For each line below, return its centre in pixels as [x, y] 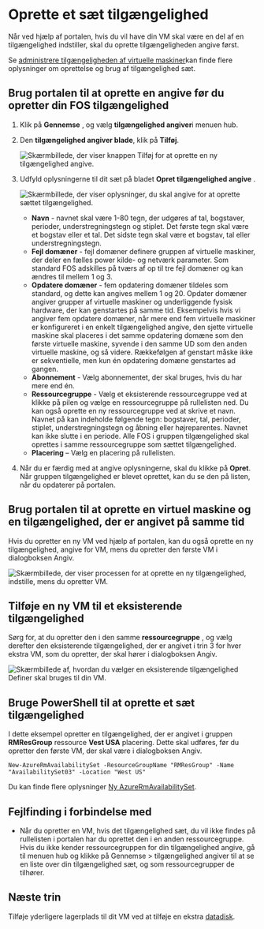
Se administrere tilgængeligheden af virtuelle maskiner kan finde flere [121, 60]
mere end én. [53, 385]
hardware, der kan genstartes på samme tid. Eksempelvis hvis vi [136, 310]
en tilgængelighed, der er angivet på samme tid [126, 522]
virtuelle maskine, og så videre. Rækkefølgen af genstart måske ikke [142, 352]
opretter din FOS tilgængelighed [89, 105]
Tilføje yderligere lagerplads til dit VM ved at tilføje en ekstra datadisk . [122, 916]
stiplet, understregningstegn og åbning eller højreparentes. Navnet [139, 427]
